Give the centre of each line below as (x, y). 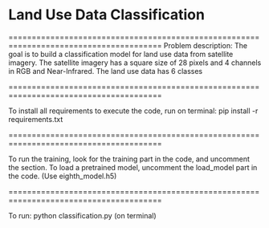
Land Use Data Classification (106, 15)
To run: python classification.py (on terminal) (82, 215)
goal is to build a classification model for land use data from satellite (121, 54)
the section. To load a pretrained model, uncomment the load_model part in (133, 167)
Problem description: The (205, 45)
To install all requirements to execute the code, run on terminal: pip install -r (133, 111)
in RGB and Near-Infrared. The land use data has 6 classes (106, 71)
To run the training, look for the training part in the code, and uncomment (129, 159)
